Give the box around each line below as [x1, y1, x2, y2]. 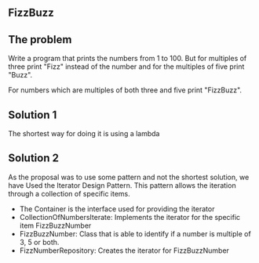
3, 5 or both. [19, 237, 60, 247]
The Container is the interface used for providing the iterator [19, 204, 215, 214]
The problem [8, 33, 72, 46]
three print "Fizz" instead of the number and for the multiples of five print [8, 62, 245, 71]
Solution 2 [8, 152, 59, 165]
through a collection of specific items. [8, 189, 131, 198]
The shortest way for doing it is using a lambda [8, 129, 160, 139]
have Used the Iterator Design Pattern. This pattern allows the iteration [8, 180, 237, 190]
